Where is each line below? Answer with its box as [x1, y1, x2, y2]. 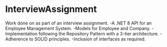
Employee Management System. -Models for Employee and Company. [5, 25, 151, 31]
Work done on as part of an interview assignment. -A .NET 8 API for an [5, 20, 152, 26]
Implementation [5, 30, 38, 36]
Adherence [5, 36, 29, 42]
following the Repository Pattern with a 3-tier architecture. [38, 30, 159, 36]
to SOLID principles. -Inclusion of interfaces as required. [29, 36, 146, 42]
